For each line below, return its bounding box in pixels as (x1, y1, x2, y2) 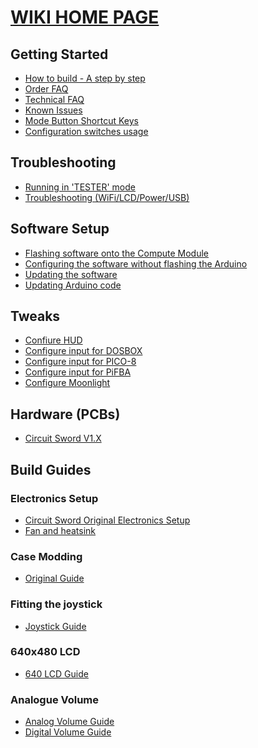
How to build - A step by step (24, 72, 146, 84)
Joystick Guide (24, 620, 87, 632)
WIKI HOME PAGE (10, 6, 160, 29)
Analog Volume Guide (24, 716, 115, 728)
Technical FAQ (24, 94, 85, 105)
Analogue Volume (10, 692, 100, 706)
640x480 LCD (10, 645, 81, 659)
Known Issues (24, 104, 83, 116)
